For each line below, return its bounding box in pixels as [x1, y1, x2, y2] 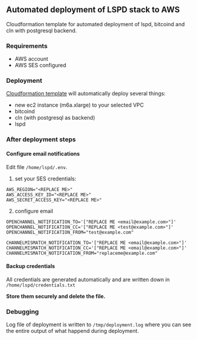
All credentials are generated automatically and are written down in [6, 276, 170, 283]
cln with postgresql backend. [6, 27, 77, 34]
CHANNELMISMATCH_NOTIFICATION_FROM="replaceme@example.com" [6, 250, 158, 256]
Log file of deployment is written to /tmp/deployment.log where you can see [6, 321, 192, 328]
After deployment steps [6, 135, 76, 144]
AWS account [14, 55, 49, 63]
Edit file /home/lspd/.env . [6, 163, 68, 170]
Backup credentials [6, 263, 55, 270]
